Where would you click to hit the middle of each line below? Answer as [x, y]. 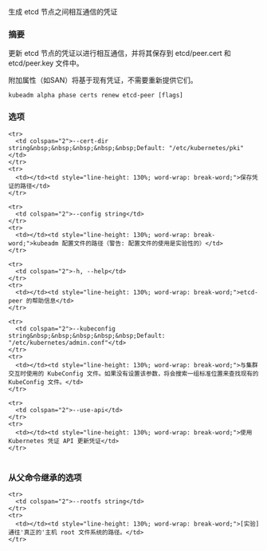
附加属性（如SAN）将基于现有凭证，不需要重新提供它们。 [103, 80]
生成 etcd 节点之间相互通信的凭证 [63, 12]
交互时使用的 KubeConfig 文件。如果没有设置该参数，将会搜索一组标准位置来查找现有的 [133, 374]
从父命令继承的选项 [45, 478]
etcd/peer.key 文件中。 [46, 63]
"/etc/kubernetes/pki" [206, 148]
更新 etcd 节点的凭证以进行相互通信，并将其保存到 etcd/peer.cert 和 [120, 54]
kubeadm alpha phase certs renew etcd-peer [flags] [96, 95]
